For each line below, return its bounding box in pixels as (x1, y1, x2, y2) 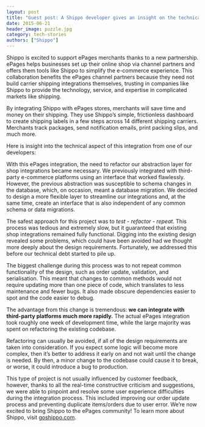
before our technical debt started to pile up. (6, 250, 116, 257)
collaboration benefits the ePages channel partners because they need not (6, 74, 195, 80)
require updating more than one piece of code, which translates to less (6, 281, 184, 288)
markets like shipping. (6, 93, 62, 100)
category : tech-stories (6, 32, 67, 38)
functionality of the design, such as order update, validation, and (6, 269, 169, 275)
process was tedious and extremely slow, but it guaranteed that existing (6, 224, 187, 231)
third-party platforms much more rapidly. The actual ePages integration (6, 312, 190, 320)
